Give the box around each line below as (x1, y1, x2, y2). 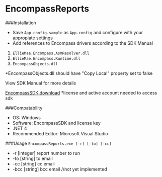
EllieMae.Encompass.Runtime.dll (12, 56, 80, 61)
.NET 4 (12, 125, 27, 131)
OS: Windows (12, 114, 41, 121)
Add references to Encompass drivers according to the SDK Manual (12, 40, 153, 46)
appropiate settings (12, 35, 53, 41)
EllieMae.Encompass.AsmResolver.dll (12, 51, 90, 56)
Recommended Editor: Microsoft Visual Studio (12, 130, 108, 136)
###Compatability (5, 105, 43, 111)
